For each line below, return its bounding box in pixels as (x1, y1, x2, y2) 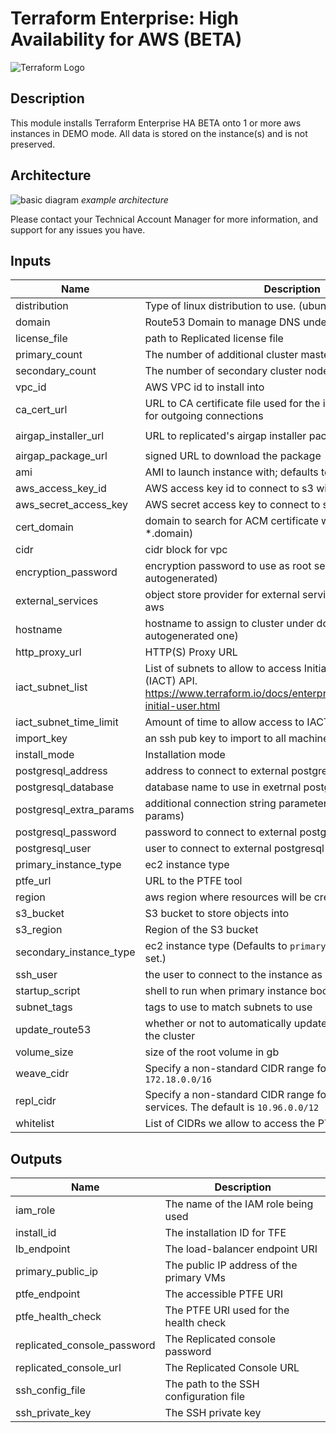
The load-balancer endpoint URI (164, 1242, 318, 1256)
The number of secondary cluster (144, 364, 303, 378)
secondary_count (15, 364, 97, 378)
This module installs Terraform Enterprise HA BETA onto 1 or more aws (10, 117, 302, 129)
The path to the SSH (164, 1377, 260, 1391)
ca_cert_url (15, 403, 68, 417)
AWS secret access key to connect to (144, 498, 321, 512)
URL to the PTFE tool (144, 874, 243, 888)
